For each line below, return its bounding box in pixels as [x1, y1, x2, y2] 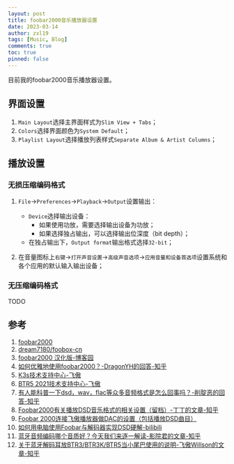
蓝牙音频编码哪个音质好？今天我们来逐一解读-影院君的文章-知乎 [17, 432, 201, 440]
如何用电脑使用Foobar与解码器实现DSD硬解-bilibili [17, 423, 162, 432]
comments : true [8, 42, 52, 49]
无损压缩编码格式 [8, 180, 65, 190]
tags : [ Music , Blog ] [8, 36, 68, 43]
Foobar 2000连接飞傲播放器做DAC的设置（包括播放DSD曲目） [17, 415, 197, 423]
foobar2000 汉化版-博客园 [17, 353, 94, 362]
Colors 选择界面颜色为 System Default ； [17, 126, 130, 134]
